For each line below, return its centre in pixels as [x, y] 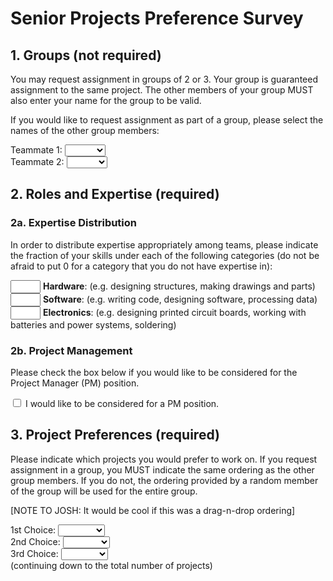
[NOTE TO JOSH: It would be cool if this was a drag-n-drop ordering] [153, 510]
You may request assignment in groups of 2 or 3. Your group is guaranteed [164, 79]
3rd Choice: [34, 553]
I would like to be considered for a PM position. [122, 403]
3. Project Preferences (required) [115, 435]
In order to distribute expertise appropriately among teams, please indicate [164, 244]
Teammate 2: [37, 161]
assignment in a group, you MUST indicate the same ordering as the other [162, 469]
